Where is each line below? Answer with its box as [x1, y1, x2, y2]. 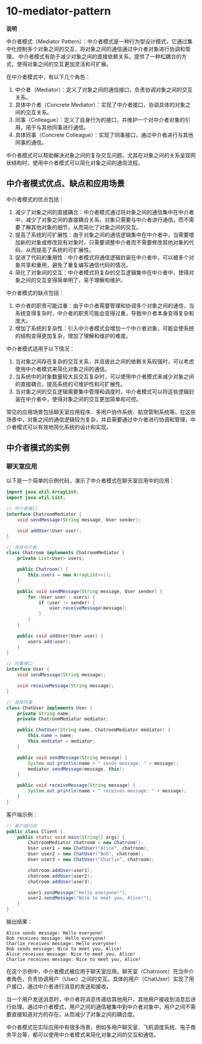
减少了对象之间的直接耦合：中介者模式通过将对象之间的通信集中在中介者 [14, 208, 194, 215]
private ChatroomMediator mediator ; [17, 716, 109, 722]
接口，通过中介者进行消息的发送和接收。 [11, 983, 112, 990]
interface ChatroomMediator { [6, 511, 82, 517]
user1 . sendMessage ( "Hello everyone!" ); [28, 890, 128, 896]
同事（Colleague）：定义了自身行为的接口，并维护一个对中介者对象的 [14, 116, 185, 123]
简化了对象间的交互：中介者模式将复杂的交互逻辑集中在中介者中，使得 [14, 268, 189, 276]
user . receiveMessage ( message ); [49, 605, 128, 612]
